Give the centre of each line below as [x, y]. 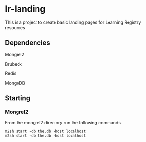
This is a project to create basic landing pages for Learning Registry [73, 22]
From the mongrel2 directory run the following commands [63, 123]
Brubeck [14, 64]
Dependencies [27, 43]
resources [15, 27]
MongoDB [15, 83]
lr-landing [25, 9]
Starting [18, 98]
